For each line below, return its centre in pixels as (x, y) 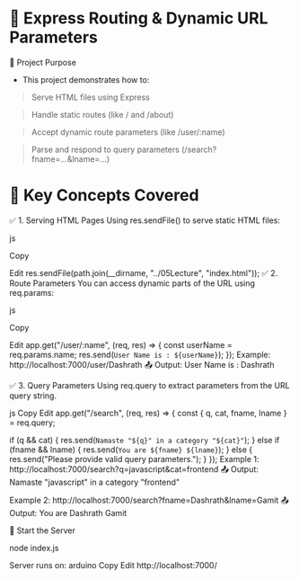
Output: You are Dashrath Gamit (68, 512)
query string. (33, 396)
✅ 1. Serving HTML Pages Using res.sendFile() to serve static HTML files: (145, 220)
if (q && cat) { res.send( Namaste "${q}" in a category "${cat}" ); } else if (145, 440)
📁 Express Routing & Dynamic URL (139, 18)
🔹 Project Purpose (43, 62)
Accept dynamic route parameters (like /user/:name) (128, 132)
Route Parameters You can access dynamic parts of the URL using (132, 283)
